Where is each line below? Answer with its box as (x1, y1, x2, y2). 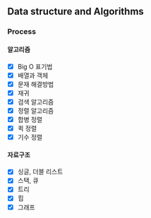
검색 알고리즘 (17, 97, 54, 106)
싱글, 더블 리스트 (17, 167, 64, 176)
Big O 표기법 (17, 62, 53, 71)
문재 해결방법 (17, 80, 54, 88)
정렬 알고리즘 (17, 106, 54, 115)
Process (7, 27, 37, 37)
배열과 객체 (17, 71, 49, 80)
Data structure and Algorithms (7, 6, 145, 18)
